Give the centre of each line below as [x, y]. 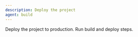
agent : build [19, 15]
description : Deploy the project [40, 10]
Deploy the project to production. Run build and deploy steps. [69, 29]
